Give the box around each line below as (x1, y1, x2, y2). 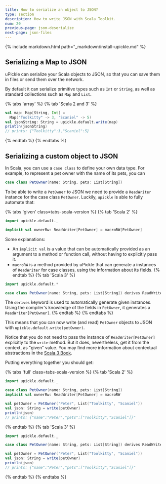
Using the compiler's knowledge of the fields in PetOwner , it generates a (5, 305, 151, 311)
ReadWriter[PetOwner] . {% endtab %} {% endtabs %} (5, 310, 114, 316)
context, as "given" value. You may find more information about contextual (5, 345, 157, 351)
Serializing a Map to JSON (5, 58, 87, 67)
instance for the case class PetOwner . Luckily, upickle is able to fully (5, 194, 143, 200)
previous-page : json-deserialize (5, 26, 74, 31)
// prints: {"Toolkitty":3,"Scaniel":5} (5, 129, 90, 134)
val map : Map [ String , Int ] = (5, 110, 65, 115)
